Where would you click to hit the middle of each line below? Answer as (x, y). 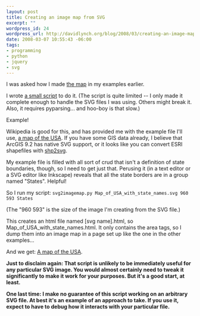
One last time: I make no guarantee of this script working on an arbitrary (97, 294)
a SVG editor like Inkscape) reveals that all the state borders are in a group (97, 175)
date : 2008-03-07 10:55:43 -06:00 (49, 39)
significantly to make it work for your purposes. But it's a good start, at (96, 276)
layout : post (22, 12)
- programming (24, 51)
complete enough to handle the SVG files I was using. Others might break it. (99, 102)
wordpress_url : (25, 34)
